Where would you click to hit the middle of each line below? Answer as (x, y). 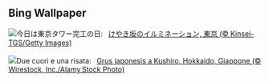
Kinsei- (242, 33)
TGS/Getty (26, 43)
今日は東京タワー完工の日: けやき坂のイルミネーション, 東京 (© (122, 33)
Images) (58, 43)
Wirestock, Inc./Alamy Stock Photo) (67, 69)
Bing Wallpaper (47, 13)
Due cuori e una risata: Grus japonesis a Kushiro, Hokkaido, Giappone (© (139, 60)
